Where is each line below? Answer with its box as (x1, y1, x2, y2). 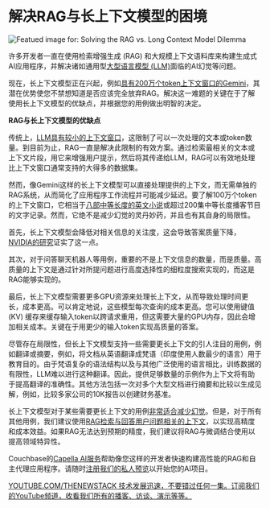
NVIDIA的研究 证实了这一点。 (8, 237, 103, 246)
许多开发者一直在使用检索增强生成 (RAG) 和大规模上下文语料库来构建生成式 (8, 51, 257, 60)
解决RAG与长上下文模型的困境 (8, 7, 207, 26)
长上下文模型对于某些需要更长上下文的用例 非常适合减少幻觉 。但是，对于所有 (8, 406, 262, 415)
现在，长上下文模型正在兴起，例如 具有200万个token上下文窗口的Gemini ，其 (8, 78, 260, 88)
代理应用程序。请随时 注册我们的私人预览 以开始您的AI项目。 (14, 464, 213, 473)
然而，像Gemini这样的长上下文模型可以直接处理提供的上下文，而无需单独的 (8, 180, 257, 189)
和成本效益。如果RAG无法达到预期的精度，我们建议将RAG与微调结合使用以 (8, 426, 256, 436)
